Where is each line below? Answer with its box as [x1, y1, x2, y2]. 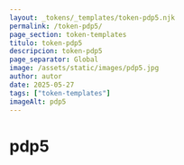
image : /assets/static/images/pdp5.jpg [9, 64, 160, 73]
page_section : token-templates [9, 30, 127, 39]
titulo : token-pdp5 [9, 38, 83, 48]
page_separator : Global [9, 55, 99, 64]
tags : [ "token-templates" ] [9, 88, 111, 97]
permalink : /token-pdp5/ [9, 22, 103, 31]
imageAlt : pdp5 [9, 96, 67, 106]
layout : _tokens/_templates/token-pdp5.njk [9, 13, 176, 23]
